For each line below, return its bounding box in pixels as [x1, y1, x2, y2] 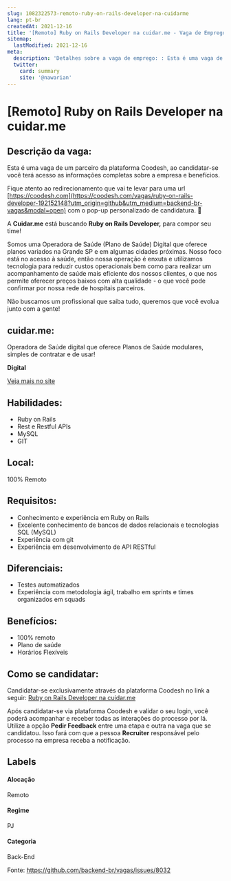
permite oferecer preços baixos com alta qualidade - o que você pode [7, 276, 206, 285]
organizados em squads [16, 596, 86, 604]
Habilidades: [7, 397, 63, 409]
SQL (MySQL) [16, 527, 56, 536]
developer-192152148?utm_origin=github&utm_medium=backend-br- [7, 199, 203, 207]
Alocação [7, 775, 36, 784]
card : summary [19, 67, 60, 74]
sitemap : [7, 36, 32, 43]
